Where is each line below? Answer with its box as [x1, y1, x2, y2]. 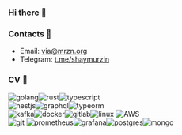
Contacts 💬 [8, 28, 52, 39]
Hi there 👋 [8, 7, 47, 18]
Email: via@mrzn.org [19, 47, 88, 56]
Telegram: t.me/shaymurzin [19, 54, 109, 64]
